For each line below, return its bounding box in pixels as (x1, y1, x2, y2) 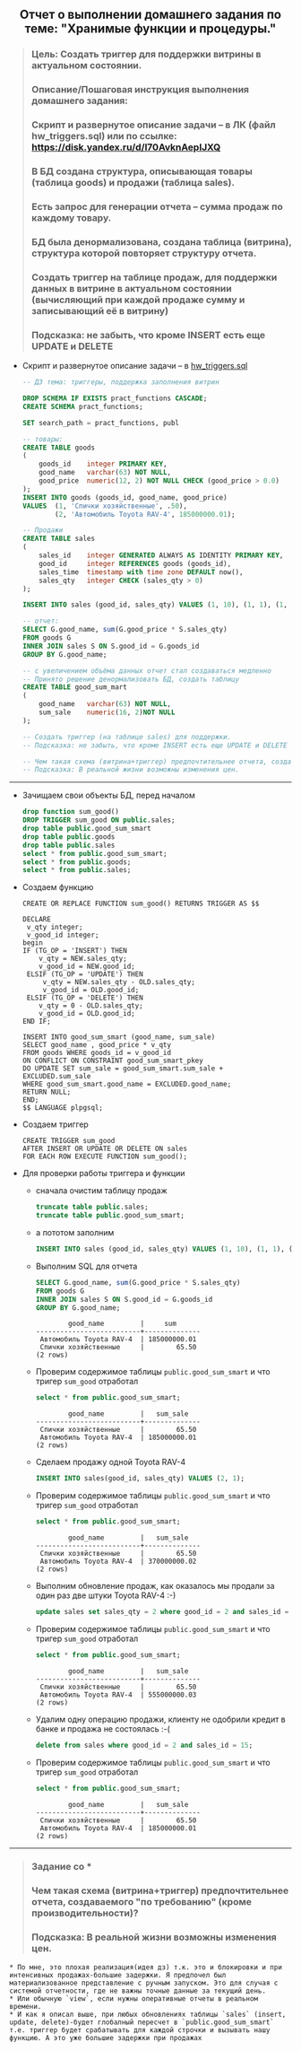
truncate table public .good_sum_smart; (35, 1211, 185, 1220)
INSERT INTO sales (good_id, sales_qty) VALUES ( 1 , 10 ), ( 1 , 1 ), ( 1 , (21, 600, 288, 609)
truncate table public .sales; (35, 1202, 150, 1212)
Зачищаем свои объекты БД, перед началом (21, 790, 195, 801)
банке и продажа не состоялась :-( (35, 1723, 170, 1734)
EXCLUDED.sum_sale (21, 1072, 91, 1081)
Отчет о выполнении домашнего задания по (19, 7, 282, 22)
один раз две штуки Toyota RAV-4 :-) (35, 1590, 176, 1601)
